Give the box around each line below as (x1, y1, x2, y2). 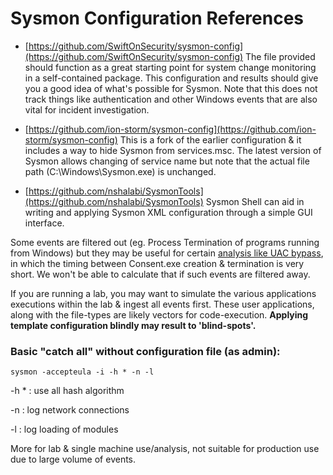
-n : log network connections (10, 404, 130, 416)
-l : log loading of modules (10, 423, 119, 436)
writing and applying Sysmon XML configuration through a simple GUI (24, 206, 313, 218)
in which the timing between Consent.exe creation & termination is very (10, 257, 305, 269)
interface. (24, 217, 65, 229)
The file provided (245, 50, 316, 62)
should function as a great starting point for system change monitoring (24, 61, 317, 73)
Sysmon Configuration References (10, 7, 305, 30)
